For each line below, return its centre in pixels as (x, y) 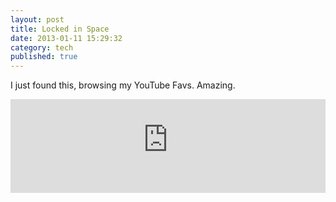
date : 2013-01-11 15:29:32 (66, 38)
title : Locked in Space (60, 29)
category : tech (42, 47)
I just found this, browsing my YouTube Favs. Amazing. (123, 85)
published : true (44, 57)
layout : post (37, 19)
